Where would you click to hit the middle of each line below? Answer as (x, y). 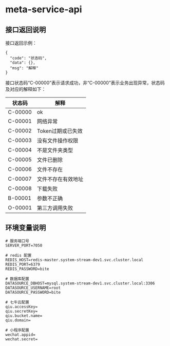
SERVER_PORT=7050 (24, 245)
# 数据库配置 (17, 279)
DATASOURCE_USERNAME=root (33, 288)
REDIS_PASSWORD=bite (27, 269)
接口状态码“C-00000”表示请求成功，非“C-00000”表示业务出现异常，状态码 (85, 83)
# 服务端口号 (17, 241)
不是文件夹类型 (55, 150)
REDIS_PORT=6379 (23, 264)
